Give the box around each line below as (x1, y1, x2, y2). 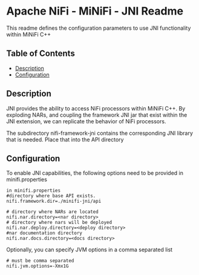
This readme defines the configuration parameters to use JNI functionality (6, 24, 191, 32)
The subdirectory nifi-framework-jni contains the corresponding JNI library (6, 129, 194, 137)
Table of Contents (6, 49, 76, 59)
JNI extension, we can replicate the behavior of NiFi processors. (6, 117, 166, 125)
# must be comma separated (6, 258, 74, 264)
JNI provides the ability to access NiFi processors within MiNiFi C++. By (6, 104, 186, 112)
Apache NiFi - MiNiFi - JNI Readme (6, 4, 183, 18)
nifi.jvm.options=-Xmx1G (6, 263, 69, 270)
